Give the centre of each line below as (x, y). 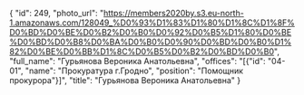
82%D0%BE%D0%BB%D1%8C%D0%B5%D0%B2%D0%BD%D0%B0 (142, 52)
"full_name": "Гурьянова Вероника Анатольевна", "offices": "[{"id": (137, 61)
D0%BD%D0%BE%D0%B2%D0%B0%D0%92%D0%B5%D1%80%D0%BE (151, 32)
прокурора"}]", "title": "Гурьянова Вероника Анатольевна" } (125, 80)
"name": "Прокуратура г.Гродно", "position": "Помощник (134, 71)
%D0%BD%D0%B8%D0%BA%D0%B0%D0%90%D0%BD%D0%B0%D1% (151, 42)
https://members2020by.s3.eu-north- (174, 13)
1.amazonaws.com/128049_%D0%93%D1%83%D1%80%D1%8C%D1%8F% (152, 23)
